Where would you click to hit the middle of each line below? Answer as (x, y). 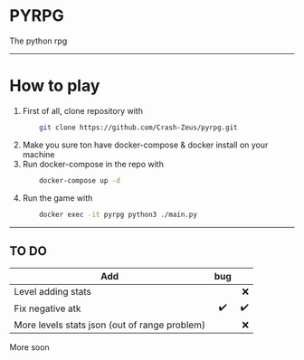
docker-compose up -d (80, 180)
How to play (55, 86)
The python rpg (38, 41)
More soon (29, 347)
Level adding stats (53, 292)
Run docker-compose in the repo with (93, 164)
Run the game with (57, 198)
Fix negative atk (47, 308)
